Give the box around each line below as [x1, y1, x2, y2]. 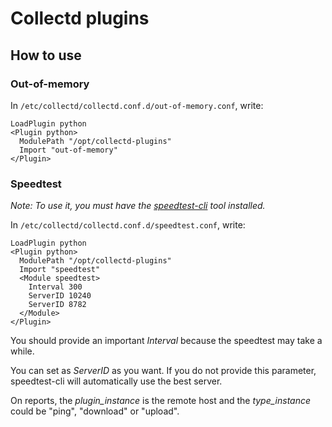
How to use [10, 47, 82, 64]
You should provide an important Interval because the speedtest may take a [10, 335, 323, 347]
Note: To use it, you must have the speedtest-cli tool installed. [10, 200, 266, 212]
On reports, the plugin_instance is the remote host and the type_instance [10, 395, 312, 407]
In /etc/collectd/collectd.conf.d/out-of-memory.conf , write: [10, 99, 264, 111]
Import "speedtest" [19, 265, 101, 275]
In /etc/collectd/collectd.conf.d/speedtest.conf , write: [10, 219, 246, 231]
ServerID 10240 [28, 291, 92, 301]
